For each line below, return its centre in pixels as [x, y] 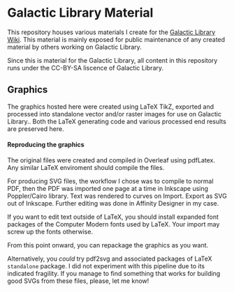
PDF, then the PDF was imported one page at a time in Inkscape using [108, 188]
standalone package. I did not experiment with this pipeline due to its [106, 266]
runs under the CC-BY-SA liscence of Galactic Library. [86, 68]
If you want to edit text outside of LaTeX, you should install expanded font [113, 217]
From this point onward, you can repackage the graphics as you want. [108, 245]
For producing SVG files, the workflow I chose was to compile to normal [111, 181]
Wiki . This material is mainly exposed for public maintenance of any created [116, 39]
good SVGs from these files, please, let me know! [78, 281]
